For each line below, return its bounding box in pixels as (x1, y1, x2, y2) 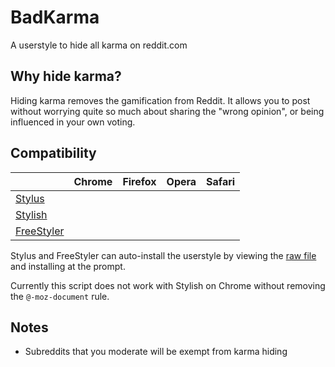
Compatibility (10, 145, 97, 162)
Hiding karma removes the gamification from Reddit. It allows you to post (10, 94, 311, 106)
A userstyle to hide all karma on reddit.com (10, 39, 188, 51)
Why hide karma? (10, 68, 122, 85)
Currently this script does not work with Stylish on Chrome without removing (10, 279, 326, 291)
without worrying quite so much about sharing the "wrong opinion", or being (10, 105, 325, 117)
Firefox (122, 174, 157, 188)
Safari (206, 174, 236, 188)
